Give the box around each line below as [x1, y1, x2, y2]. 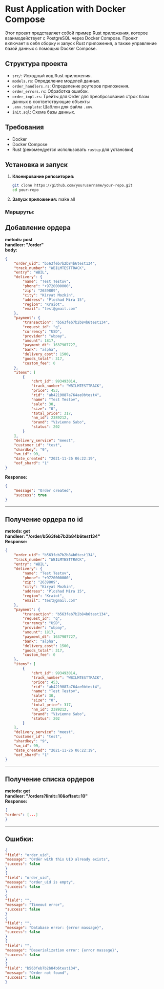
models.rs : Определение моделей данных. [12, 78, 101, 84]
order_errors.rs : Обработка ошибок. [12, 88, 89, 94]
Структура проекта [5, 60, 68, 68]
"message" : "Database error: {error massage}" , [5, 925, 104, 930]
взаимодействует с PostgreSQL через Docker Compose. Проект [5, 35, 138, 41]
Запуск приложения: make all [12, 196, 75, 202]
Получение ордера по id [5, 515, 83, 524]
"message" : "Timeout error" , [5, 903, 64, 907]
